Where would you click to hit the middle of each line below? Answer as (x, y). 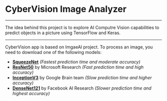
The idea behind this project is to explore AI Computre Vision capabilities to (82, 27)
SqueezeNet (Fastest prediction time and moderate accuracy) (76, 62)
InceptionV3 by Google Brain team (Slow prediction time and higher (82, 77)
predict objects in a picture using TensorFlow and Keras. (63, 33)
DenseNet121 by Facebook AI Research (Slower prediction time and (82, 88)
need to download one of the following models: (53, 52)
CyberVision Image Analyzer (66, 9)
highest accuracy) (31, 93)
